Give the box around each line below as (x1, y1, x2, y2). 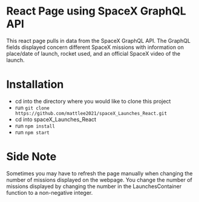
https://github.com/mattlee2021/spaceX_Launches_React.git (15, 110, 168, 116)
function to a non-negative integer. (6, 189, 93, 196)
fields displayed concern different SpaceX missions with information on (6, 44, 184, 51)
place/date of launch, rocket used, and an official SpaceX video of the (6, 50, 180, 57)
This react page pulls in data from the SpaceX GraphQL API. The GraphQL (6, 37, 191, 44)
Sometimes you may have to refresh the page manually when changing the (6, 169, 193, 177)
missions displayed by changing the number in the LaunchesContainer (6, 183, 182, 190)
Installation (6, 77, 64, 91)
